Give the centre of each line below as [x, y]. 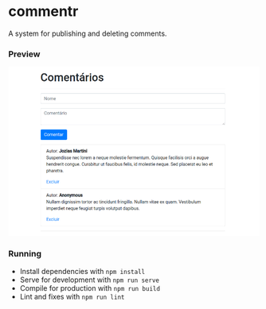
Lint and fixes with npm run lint [72, 296]
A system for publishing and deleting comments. [88, 33]
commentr [43, 12]
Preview [24, 54]
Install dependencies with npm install [82, 271]
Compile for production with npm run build [90, 288]
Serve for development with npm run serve [90, 280]
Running [25, 254]
